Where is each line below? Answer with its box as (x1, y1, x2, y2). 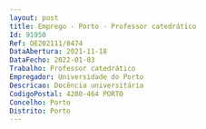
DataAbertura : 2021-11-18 (9, 47, 107, 56)
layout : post (9, 13, 59, 23)
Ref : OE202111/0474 (9, 38, 83, 48)
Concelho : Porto (9, 97, 71, 107)
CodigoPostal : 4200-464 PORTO (9, 89, 124, 98)
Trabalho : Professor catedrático (9, 64, 136, 74)
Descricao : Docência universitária (9, 81, 144, 90)
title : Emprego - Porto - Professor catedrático (9, 22, 197, 31)
